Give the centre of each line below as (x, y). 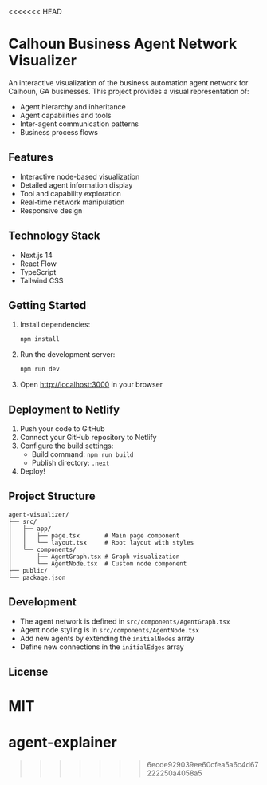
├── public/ (28, 570)
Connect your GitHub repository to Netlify (88, 437)
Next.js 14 (36, 255)
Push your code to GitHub (62, 428)
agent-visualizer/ (39, 514)
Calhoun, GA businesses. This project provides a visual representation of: (129, 91)
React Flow (38, 264)
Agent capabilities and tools (65, 115)
